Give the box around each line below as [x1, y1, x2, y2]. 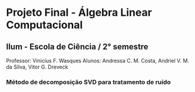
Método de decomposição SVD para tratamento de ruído [6, 78, 171, 86]
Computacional [6, 18, 83, 32]
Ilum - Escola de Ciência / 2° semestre [6, 42, 148, 52]
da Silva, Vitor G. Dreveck [6, 63, 68, 70]
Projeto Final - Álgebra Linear [6, 6, 152, 19]
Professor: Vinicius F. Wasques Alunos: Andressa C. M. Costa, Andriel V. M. [6, 57, 190, 64]
